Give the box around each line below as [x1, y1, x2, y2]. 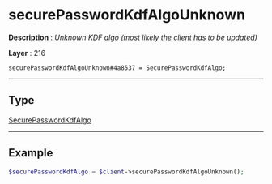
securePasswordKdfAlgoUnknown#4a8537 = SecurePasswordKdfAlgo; [8, 63, 227, 72]
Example [8, 146, 53, 160]
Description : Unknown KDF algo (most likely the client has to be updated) [8, 32, 257, 42]
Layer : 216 [8, 48, 46, 58]
